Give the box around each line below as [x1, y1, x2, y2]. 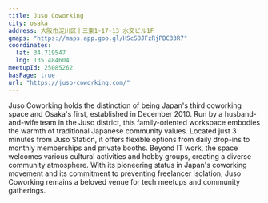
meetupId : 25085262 [8, 64, 74, 72]
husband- [224, 109, 258, 118]
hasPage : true [8, 71, 56, 79]
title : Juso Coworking [8, 11, 84, 20]
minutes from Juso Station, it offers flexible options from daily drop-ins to [8, 134, 250, 144]
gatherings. [8, 185, 46, 195]
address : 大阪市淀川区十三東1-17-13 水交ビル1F [8, 26, 154, 34]
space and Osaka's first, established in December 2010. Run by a [8, 109, 223, 118]
